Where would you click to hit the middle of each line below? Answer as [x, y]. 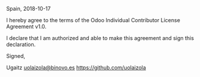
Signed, [16, 56]
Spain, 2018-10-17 [29, 9]
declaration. [21, 44]
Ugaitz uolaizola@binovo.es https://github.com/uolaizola [76, 67]
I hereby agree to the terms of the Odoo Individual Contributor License [93, 20]
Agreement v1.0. [26, 27]
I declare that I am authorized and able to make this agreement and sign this [100, 38]
